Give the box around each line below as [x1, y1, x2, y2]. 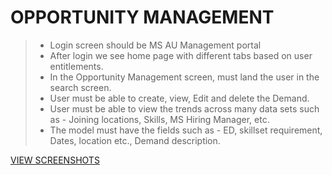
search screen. [49, 81, 112, 93]
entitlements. [49, 60, 104, 72]
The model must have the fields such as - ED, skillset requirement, [49, 124, 323, 136]
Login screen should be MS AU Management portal [49, 39, 262, 51]
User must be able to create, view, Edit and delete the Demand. [49, 92, 310, 104]
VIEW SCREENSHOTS [10, 154, 100, 166]
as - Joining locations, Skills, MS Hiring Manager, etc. [49, 113, 270, 125]
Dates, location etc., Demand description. [49, 134, 221, 146]
